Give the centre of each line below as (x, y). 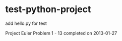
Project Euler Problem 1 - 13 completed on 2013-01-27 (61, 33)
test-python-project (48, 9)
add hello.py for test (26, 23)
